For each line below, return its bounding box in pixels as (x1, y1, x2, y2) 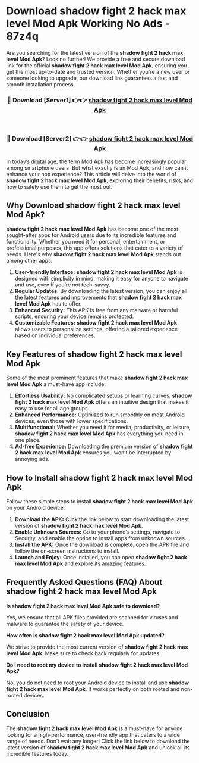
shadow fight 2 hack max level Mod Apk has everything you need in (14, 430, 184, 437)
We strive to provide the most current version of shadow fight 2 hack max (6, 643, 188, 650)
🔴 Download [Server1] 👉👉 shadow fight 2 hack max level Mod (7, 96, 193, 104)
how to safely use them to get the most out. (6, 183, 113, 190)
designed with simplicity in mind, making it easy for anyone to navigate (14, 275, 188, 282)
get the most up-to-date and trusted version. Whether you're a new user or (6, 68, 190, 75)
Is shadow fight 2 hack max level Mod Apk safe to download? (6, 602, 160, 609)
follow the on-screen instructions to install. (14, 547, 120, 555)
